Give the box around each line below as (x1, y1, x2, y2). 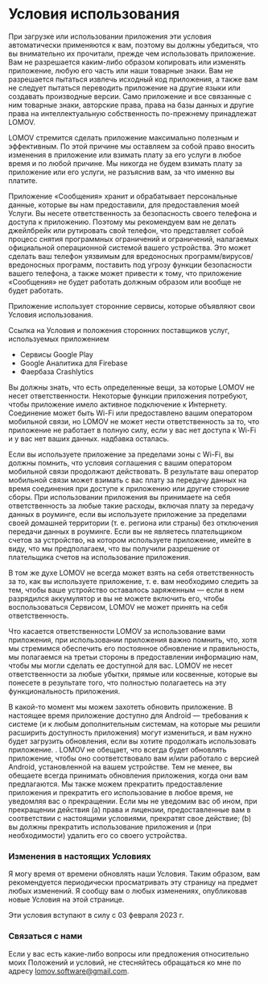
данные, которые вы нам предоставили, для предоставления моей (8, 199, 240, 210)
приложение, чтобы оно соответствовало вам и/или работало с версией (8, 753, 260, 763)
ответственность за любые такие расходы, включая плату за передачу (8, 501, 254, 511)
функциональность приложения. (8, 686, 121, 696)
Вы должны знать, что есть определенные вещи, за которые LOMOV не (8, 382, 255, 392)
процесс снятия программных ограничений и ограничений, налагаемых (8, 234, 259, 244)
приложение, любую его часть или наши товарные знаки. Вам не (8, 65, 233, 75)
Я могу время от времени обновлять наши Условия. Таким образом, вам (8, 869, 261, 879)
